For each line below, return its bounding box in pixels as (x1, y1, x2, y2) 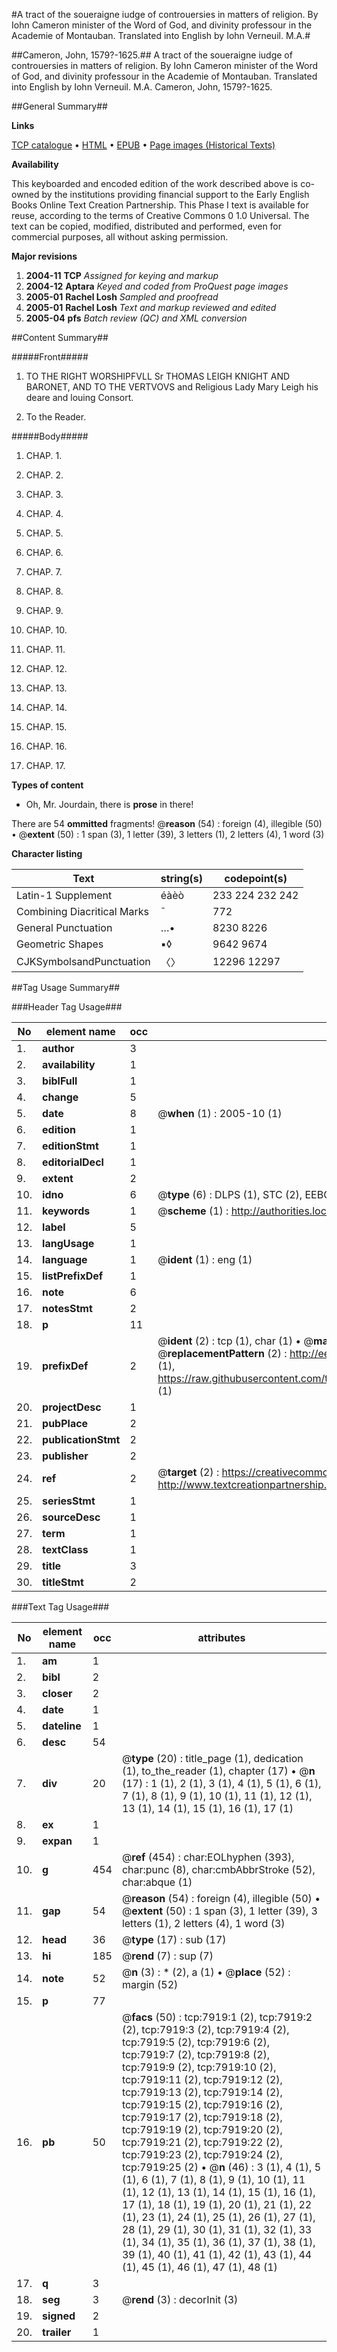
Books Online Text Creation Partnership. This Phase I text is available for (11, 199, 309, 211)
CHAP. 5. (25, 527, 64, 539)
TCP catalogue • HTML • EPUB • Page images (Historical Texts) (11, 139, 276, 151)
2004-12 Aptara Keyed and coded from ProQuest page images (25, 280, 289, 292)
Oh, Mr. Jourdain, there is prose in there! (25, 799, 194, 810)
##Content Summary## (11, 332, 109, 343)
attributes (197, 1631, 246, 1644)
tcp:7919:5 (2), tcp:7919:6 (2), (121, 2035, 271, 2049)
